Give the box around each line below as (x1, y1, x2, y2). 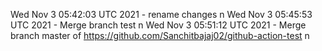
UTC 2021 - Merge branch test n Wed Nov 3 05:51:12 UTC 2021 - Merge (10, 19, 307, 31)
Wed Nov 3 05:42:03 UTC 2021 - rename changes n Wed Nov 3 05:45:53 (10, 9, 313, 20)
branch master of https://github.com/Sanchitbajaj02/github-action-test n (10, 30, 310, 41)
